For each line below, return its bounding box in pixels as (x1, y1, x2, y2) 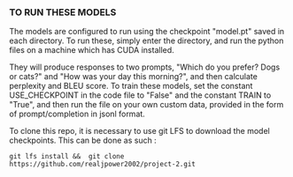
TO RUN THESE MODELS (9, 6, 117, 18)
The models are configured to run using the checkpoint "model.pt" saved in (9, 26, 285, 37)
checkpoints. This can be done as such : (9, 135, 157, 146)
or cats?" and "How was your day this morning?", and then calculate (9, 71, 258, 82)
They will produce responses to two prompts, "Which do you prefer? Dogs (9, 62, 281, 72)
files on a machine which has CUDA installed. (9, 45, 174, 55)
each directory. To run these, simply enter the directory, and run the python (9, 35, 284, 46)
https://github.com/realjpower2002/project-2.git (9, 160, 197, 169)
